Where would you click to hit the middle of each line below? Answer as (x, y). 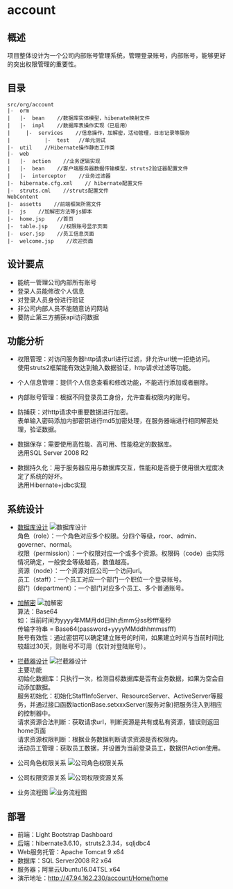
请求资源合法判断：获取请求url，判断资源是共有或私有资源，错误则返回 (118, 722)
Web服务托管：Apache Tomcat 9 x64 (71, 852)
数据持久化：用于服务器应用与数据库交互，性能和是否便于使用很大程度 (118, 467)
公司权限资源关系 (42, 778)
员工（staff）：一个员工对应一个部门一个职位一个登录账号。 (101, 579)
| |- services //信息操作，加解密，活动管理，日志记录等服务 (99, 133)
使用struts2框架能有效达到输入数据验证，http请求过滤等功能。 (106, 368)
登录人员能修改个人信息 (51, 291)
